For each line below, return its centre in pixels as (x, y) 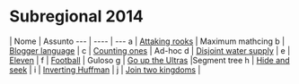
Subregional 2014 (76, 17)
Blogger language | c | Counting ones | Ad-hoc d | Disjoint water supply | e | (150, 50)
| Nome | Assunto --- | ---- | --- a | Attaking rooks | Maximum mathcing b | (147, 41)
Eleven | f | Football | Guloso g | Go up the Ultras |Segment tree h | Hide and (149, 60)
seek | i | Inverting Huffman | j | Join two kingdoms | (105, 70)
